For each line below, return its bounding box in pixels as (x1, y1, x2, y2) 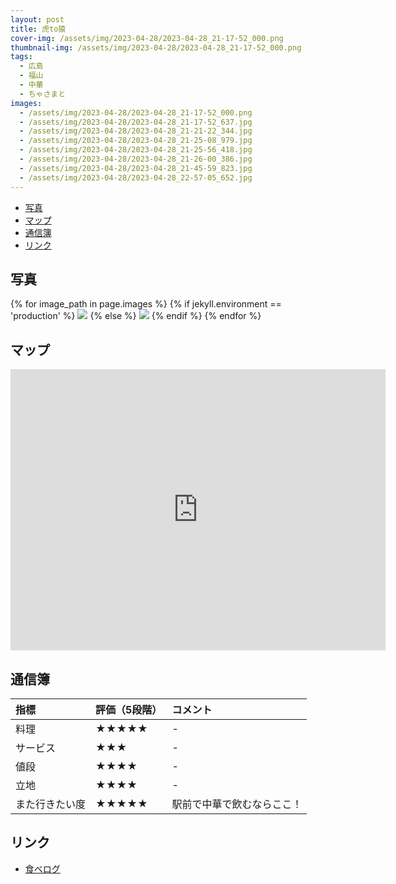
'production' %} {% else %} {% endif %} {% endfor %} (10, 310, 262, 322)
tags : (10, 52, 33, 62)
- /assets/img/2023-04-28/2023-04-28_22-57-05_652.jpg (19, 172, 253, 183)
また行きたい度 (15, 797, 87, 811)
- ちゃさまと (19, 89, 67, 99)
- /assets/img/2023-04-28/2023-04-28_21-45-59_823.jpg (19, 163, 253, 173)
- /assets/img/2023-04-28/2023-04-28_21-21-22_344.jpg (19, 126, 253, 136)
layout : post (10, 14, 65, 25)
